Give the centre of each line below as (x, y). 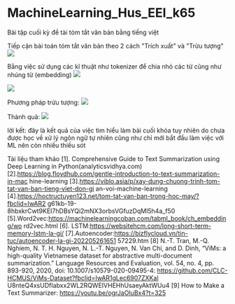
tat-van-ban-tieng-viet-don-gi (51, 188)
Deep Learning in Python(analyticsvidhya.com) (75, 166)
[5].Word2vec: (28, 218)
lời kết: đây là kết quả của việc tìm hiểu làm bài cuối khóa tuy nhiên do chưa (116, 130)
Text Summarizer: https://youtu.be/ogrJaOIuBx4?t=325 (87, 293)
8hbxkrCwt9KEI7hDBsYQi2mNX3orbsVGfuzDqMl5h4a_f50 (91, 211)
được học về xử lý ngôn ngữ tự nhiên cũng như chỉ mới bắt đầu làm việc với (115, 137)
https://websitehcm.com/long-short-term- (151, 226)
